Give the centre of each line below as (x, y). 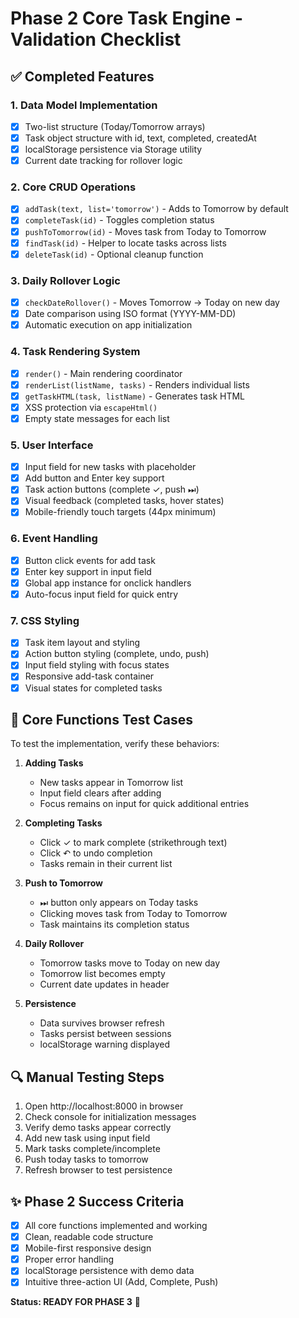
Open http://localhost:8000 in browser (104, 1106)
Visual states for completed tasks (93, 688)
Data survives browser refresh (102, 1023)
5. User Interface (52, 445)
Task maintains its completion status (114, 924)
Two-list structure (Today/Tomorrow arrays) (115, 126)
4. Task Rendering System (75, 352)
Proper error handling (69, 1259)
